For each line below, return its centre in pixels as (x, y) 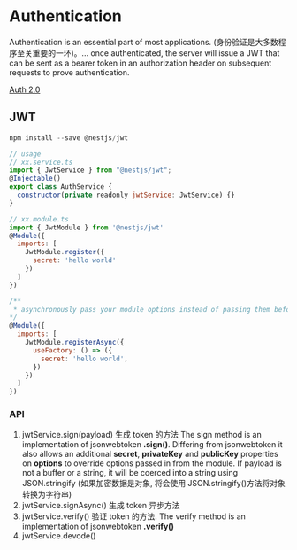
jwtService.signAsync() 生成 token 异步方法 (101, 506)
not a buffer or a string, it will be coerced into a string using (130, 473)
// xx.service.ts (41, 162)
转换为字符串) (47, 494)
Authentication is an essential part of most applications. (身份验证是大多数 (144, 42)
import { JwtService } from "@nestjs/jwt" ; (91, 170)
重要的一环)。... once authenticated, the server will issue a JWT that (156, 53)
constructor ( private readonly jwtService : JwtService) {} (126, 195)
